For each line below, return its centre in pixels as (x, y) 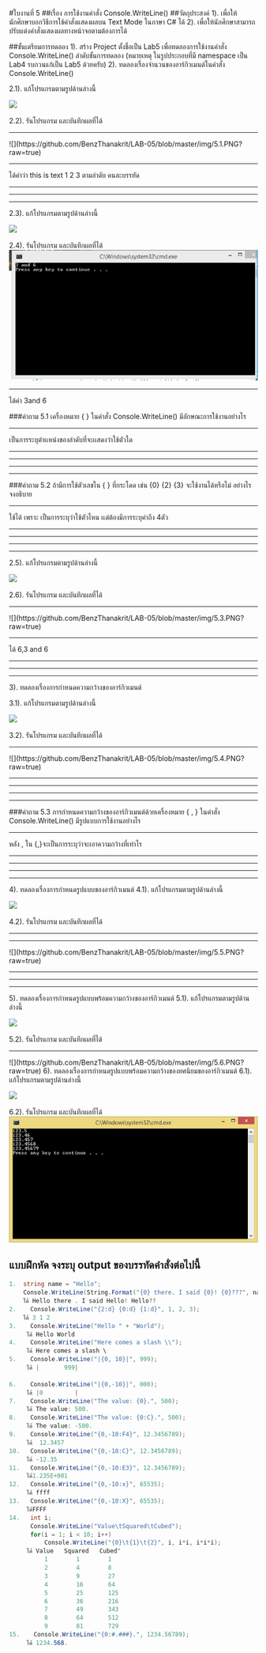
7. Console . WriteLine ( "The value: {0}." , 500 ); (94, 1401)
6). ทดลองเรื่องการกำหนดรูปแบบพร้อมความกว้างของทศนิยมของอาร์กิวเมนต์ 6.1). (148, 1071)
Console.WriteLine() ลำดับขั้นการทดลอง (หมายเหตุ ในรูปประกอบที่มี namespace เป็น (128, 55)
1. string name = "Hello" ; (55, 1284)
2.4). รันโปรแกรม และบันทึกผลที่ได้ (56, 245)
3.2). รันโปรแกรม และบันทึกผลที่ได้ (56, 736)
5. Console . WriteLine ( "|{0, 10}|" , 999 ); (83, 1360)
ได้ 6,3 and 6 (29, 649)
